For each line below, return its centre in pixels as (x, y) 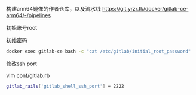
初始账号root (22, 28)
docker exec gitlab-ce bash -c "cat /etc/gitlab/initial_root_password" (99, 52)
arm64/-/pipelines (29, 15)
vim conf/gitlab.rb (28, 75)
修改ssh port (22, 64)
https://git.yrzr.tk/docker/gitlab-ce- (146, 9)
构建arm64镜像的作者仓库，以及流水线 (54, 9)
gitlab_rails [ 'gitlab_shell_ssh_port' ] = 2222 (65, 86)
